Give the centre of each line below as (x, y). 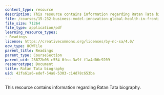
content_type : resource (29, 10)
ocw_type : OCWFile (24, 46)
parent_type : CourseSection (34, 55)
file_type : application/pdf (34, 28)
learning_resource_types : (31, 32)
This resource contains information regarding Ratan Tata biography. (73, 87)
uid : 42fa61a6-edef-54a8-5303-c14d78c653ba (50, 73)
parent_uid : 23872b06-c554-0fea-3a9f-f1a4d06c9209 (58, 60)
